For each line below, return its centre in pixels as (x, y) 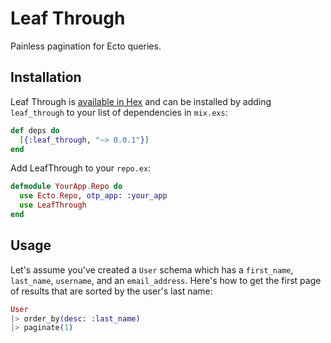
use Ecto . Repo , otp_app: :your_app (93, 196)
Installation (46, 77)
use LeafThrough (53, 205)
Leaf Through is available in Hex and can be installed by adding (141, 101)
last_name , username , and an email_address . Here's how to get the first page (166, 280)
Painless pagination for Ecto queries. (86, 46)
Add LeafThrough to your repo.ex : (81, 168)
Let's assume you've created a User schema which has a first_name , (152, 269)
